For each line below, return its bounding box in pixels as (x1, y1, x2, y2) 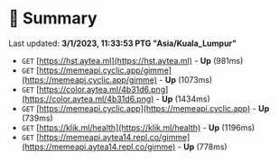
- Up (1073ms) (159, 74, 213, 85)
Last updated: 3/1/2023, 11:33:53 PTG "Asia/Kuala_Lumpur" (8, 38, 237, 49)
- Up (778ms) (177, 141, 228, 152)
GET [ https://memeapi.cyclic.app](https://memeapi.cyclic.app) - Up (21, 103, 270, 113)
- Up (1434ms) (155, 94, 211, 104)
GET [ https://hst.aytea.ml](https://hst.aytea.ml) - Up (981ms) (21, 55, 244, 66)
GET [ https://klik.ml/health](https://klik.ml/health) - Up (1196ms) (21, 121, 256, 133)
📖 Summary (8, 8, 98, 29)
